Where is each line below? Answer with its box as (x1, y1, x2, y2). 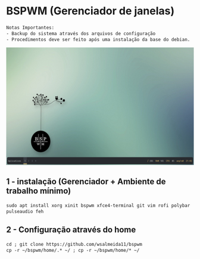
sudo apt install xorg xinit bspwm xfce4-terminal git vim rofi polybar (6, 202, 190, 208)
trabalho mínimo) (6, 186, 71, 196)
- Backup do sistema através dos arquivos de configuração (6, 30, 156, 36)
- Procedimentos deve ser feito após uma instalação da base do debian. (6, 36, 190, 42)
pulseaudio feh (6, 208, 44, 214)
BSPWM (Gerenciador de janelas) (6, 4, 175, 18)
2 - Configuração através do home (6, 225, 136, 235)
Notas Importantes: (6, 24, 55, 30)
